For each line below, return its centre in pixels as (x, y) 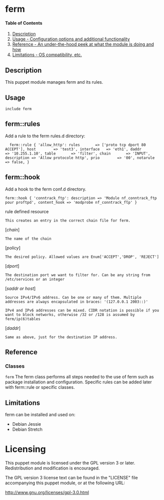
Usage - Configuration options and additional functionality (71, 39)
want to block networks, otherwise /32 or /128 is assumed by (70, 314)
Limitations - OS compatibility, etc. (47, 55)
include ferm (18, 109)
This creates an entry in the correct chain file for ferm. (68, 220)
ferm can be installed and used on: (40, 415)
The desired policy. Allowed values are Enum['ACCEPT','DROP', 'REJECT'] (82, 257)
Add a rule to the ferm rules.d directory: (45, 136)
